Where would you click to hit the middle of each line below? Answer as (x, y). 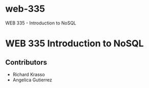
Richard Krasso (29, 74)
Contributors (26, 62)
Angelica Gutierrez (32, 80)
